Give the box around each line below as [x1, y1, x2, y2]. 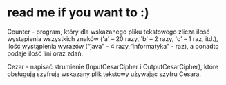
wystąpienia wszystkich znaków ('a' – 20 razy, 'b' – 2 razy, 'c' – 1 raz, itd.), [7, 34, 219, 42]
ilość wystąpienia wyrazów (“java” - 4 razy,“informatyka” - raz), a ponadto [7, 42, 219, 50]
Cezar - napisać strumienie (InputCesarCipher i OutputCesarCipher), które [7, 62, 219, 71]
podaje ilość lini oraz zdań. [7, 49, 84, 58]
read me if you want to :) [7, 5, 150, 21]
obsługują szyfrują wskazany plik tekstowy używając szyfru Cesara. [7, 70, 202, 78]
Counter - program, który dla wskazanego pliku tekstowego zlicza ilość [7, 27, 210, 36]
